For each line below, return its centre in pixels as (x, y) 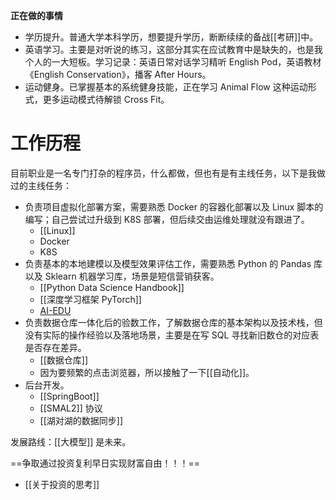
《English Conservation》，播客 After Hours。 (118, 74)
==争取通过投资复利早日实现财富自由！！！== (105, 463)
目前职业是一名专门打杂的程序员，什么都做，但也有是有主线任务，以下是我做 (168, 173)
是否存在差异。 (55, 347)
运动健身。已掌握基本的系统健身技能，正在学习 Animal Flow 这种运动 (166, 87)
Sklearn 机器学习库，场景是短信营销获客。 (132, 276)
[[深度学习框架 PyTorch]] (90, 299)
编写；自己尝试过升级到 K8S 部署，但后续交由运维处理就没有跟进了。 (167, 219)
